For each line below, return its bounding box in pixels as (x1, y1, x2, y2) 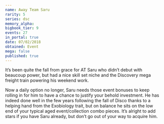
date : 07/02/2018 (5, 40, 41, 45)
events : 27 (5, 30, 28, 35)
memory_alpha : (5, 21, 35, 26)
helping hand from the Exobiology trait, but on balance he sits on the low (5, 103, 154, 109)
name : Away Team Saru (5, 7, 50, 12)
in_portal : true (5, 35, 39, 40)
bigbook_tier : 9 (5, 26, 39, 31)
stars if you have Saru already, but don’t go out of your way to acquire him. (5, 114, 158, 120)
